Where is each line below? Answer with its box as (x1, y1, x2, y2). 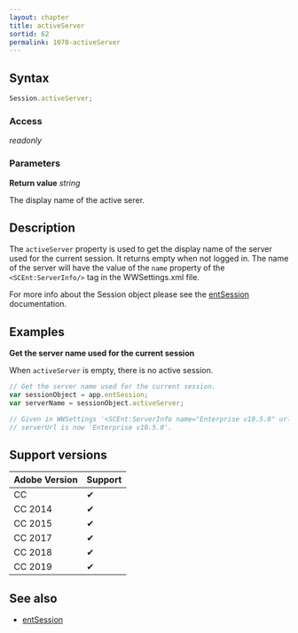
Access (9, 114, 43, 127)
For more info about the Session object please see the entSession (9, 289, 250, 300)
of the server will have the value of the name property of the (9, 262, 225, 273)
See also (9, 590, 58, 606)
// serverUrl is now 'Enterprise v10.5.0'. (9, 423, 173, 432)
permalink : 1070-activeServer (9, 37, 122, 47)
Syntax (9, 70, 50, 85)
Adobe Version (13, 473, 78, 486)
